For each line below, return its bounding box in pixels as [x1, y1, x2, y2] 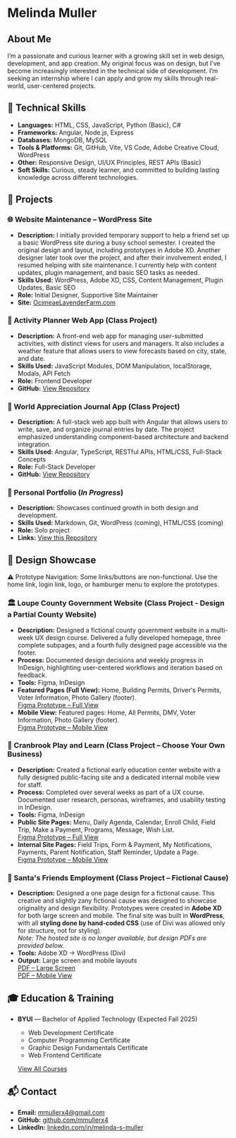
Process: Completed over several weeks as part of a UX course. [17, 788, 205, 796]
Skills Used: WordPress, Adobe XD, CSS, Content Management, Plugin [17, 276, 223, 284]
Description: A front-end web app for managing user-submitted [17, 331, 204, 340]
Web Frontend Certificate [27, 1051, 102, 1059]
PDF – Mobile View [17, 971, 73, 980]
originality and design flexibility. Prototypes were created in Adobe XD [17, 904, 222, 913]
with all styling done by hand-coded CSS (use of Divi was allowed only [17, 919, 225, 927]
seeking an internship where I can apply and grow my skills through [7, 74, 204, 82]
